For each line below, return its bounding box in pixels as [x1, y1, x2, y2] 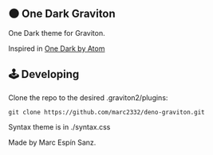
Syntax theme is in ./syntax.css [8, 122, 111, 131]
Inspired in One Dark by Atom [8, 44, 105, 53]
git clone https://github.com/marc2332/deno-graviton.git [8, 108, 205, 116]
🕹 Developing [8, 68, 80, 81]
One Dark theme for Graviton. [8, 28, 105, 37]
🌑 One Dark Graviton [8, 7, 116, 21]
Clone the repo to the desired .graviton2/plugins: [8, 92, 168, 103]
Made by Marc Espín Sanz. [8, 138, 97, 147]
